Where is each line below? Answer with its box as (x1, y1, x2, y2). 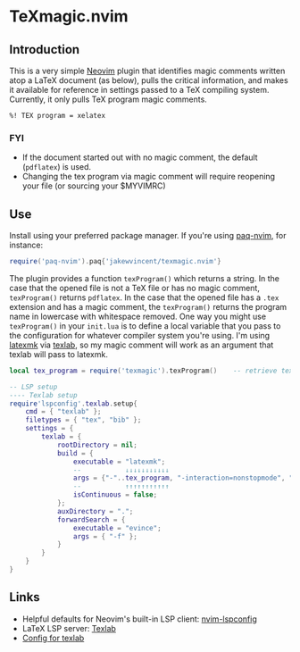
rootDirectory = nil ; (56, 440, 138, 449)
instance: (9, 239, 44, 251)
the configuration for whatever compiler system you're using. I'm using (9, 330, 271, 340)
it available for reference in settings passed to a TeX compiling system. (9, 85, 270, 95)
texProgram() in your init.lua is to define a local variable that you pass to (9, 320, 281, 331)
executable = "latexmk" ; (72, 457, 166, 466)
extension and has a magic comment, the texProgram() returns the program (9, 301, 287, 312)
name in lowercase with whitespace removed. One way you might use (9, 311, 266, 322)
